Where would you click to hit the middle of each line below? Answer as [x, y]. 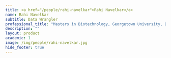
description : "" [22, 29]
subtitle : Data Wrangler [32, 19]
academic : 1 [18, 38]
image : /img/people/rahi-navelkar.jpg [46, 43]
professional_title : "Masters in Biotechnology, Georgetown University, [84, 24]
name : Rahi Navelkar [27, 15]
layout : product [22, 33]
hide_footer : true [25, 47]
